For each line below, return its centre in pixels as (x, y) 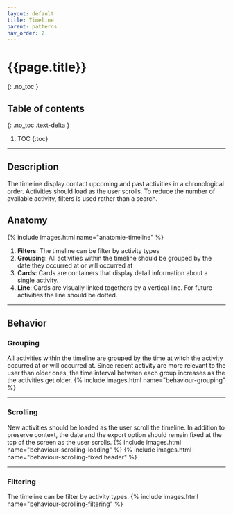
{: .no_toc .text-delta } (38, 125)
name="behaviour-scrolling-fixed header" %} (72, 457)
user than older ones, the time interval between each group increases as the (116, 373)
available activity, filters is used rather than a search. (83, 198)
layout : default (31, 14)
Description (33, 167)
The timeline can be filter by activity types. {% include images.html (103, 496)
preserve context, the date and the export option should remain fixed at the (114, 434)
